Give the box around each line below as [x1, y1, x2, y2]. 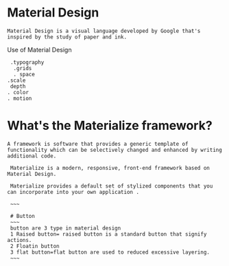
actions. [7, 236, 32, 243]
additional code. [7, 153, 57, 159]
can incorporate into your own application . [7, 188, 139, 195]
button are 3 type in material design [10, 225, 121, 232]
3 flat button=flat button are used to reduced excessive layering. [10, 249, 210, 256]
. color [7, 89, 29, 96]
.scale [7, 77, 26, 84]
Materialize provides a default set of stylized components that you [10, 182, 213, 190]
